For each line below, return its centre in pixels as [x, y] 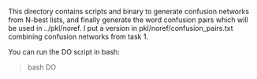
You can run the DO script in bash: [64, 52]
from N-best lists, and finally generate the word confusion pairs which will [128, 20]
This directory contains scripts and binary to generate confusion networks [129, 11]
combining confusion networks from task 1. [78, 36]
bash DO [42, 67]
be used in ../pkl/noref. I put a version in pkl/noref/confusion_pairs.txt [121, 28]
